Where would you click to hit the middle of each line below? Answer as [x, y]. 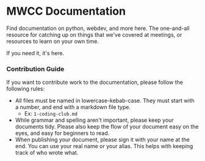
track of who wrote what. [47, 153]
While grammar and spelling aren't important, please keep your [94, 120]
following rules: [26, 89]
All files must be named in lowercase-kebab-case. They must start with [105, 101]
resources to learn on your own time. [53, 41]
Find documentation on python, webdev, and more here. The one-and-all [98, 28]
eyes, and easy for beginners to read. [62, 133]
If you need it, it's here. [35, 53]
